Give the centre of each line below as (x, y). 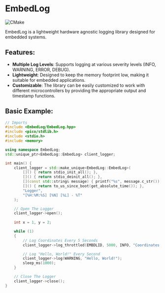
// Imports (16, 123)
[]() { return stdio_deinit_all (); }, (63, 177)
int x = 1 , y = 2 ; (33, 223)
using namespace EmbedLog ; (33, 150)
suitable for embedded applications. (49, 80)
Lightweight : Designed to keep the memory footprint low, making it (81, 75)
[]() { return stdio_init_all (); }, (60, 172)
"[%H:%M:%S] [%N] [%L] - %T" (53, 195)
